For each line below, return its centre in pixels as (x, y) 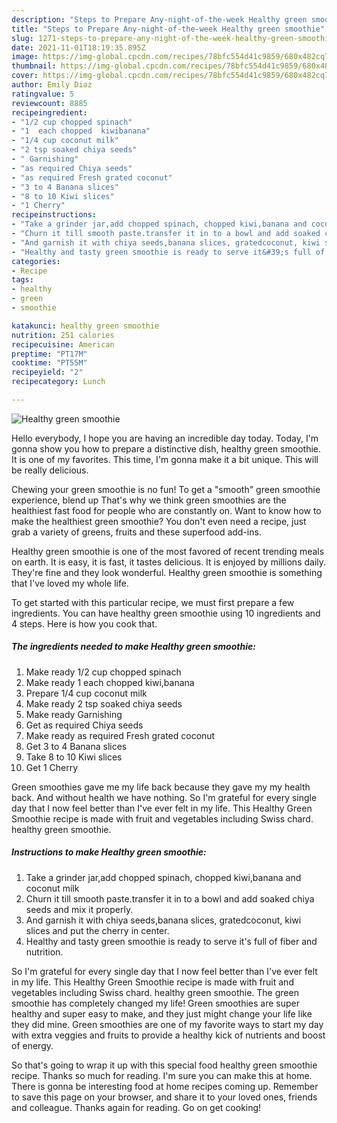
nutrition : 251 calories (63, 335)
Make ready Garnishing (74, 714)
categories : (36, 261)
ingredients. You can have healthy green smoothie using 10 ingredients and (166, 613)
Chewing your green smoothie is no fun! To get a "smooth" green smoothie (166, 489)
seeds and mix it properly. (79, 909)
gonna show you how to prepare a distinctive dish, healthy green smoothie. (166, 448)
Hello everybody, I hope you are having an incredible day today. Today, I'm (165, 438)
